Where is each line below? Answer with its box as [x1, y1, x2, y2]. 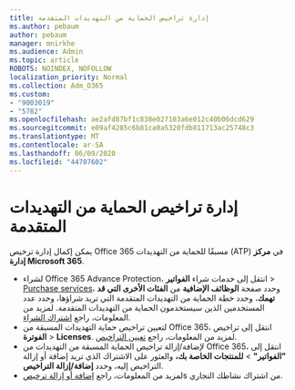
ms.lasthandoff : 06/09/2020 [9, 149, 117, 158]
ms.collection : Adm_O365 [9, 81, 104, 90]
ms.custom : [9, 89, 51, 98]
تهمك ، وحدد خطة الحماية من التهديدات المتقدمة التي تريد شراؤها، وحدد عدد [22, 292, 276, 303]
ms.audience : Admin [9, 47, 84, 56]
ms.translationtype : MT [9, 132, 100, 141]
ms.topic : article [9, 56, 79, 65]
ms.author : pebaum [9, 22, 79, 31]
